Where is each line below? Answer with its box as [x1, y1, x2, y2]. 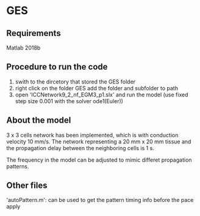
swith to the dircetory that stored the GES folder [15, 77, 136, 85]
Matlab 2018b [6, 44, 41, 51]
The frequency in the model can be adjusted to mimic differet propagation [6, 156, 192, 164]
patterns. [6, 162, 29, 170]
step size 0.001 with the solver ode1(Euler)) [15, 97, 124, 104]
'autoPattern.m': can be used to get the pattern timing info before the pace [6, 196, 194, 204]
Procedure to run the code [6, 62, 108, 72]
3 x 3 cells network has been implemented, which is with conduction [6, 131, 179, 139]
